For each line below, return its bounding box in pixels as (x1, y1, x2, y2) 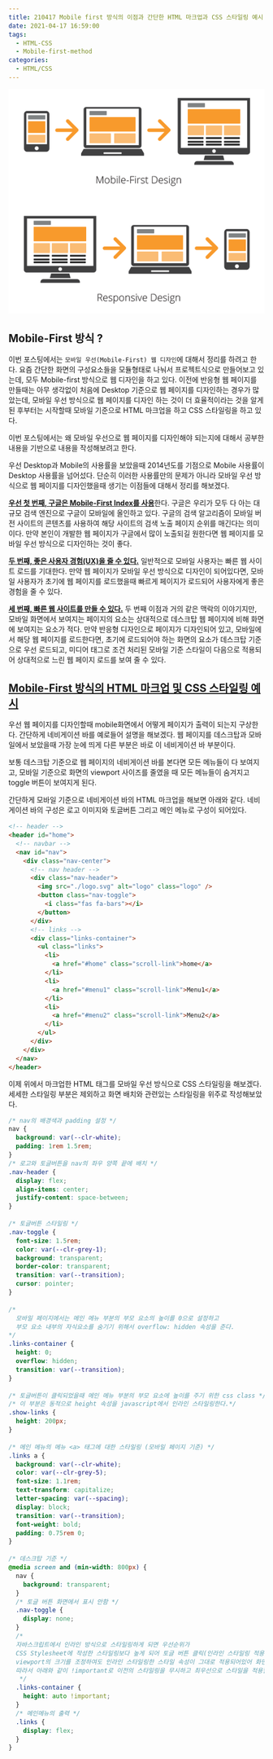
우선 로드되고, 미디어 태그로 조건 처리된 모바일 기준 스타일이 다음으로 (23, 644, 240, 655)
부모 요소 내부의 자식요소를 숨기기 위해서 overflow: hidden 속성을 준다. (15, 1322, 235, 1331)
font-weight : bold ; (15, 1520, 82, 1528)
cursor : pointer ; (15, 1280, 75, 1288)
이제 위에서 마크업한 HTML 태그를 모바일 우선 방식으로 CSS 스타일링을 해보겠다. (8, 1079, 262, 1088)
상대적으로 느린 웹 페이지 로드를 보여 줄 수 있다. (16, 655, 167, 665)
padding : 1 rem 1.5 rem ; (15, 1142, 93, 1150)
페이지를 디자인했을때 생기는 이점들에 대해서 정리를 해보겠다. (38, 481, 230, 490)
